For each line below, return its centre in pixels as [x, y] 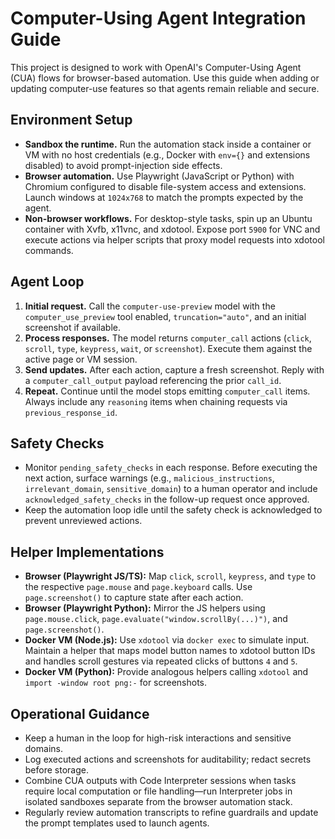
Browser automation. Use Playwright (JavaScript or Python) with [159, 176]
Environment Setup [71, 120]
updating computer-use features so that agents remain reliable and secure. [165, 88]
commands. [49, 250]
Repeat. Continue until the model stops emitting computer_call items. [167, 391]
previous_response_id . [71, 412]
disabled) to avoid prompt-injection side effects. [123, 165]
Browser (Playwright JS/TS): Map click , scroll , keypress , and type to [170, 576]
